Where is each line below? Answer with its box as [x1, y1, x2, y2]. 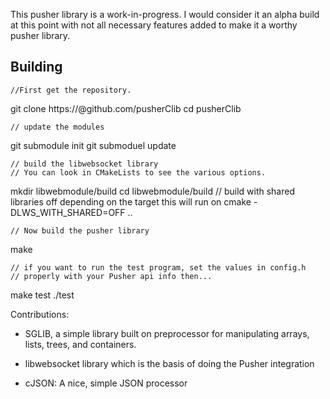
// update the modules [10, 122, 105, 132]
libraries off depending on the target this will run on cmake [10, 195, 252, 208]
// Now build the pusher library [10, 225, 150, 236]
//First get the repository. [10, 85, 132, 95]
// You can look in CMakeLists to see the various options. [10, 167, 267, 178]
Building [10, 59, 63, 76]
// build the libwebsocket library [10, 159, 159, 169]
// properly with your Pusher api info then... [10, 271, 213, 281]
